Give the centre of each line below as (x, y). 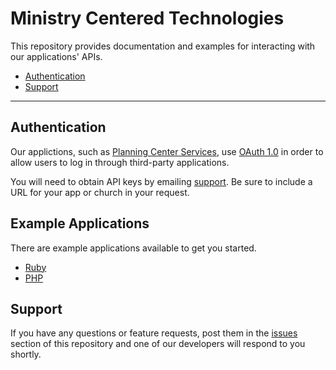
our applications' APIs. (56, 56)
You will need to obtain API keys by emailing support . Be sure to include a (161, 181)
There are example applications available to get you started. (133, 248)
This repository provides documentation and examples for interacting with (163, 46)
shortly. (26, 354)
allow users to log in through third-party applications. (120, 162)
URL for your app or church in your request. (100, 192)
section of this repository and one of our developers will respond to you (158, 344)
